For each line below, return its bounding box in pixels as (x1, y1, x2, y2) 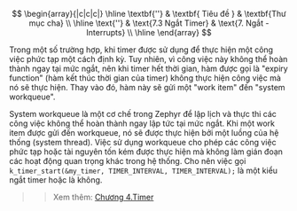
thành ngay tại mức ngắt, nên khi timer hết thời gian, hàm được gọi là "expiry (9, 63, 288, 74)
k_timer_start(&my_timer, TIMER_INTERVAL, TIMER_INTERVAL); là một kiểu (9, 165, 277, 176)
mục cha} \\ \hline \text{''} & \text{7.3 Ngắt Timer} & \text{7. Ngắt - (28, 18, 270, 28)
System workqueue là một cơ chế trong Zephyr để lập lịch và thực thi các (9, 109, 277, 119)
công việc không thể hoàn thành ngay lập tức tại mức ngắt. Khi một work (9, 118, 275, 129)
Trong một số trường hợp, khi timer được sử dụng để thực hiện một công (9, 44, 273, 55)
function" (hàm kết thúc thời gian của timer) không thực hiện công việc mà (9, 73, 282, 83)
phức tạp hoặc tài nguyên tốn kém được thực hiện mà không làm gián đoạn (9, 146, 284, 157)
